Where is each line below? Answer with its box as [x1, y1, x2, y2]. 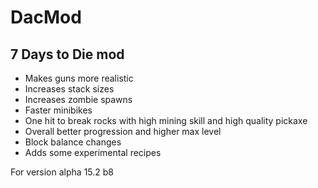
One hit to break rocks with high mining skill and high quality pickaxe [24, 115, 308, 126]
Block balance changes [24, 136, 122, 148]
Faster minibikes [24, 104, 93, 116]
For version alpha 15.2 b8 [10, 166, 114, 178]
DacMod [10, 6, 82, 29]
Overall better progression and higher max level [24, 126, 222, 137]
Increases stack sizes [24, 83, 115, 95]
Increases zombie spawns [24, 94, 133, 105]
